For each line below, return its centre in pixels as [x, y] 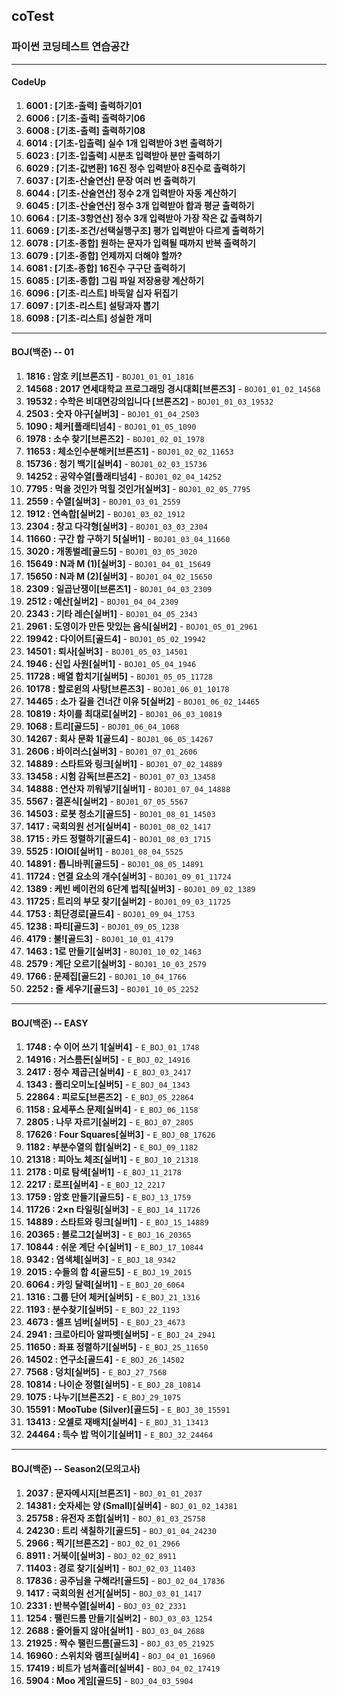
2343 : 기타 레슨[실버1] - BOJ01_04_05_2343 [111, 614]
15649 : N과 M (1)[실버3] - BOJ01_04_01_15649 [118, 564]
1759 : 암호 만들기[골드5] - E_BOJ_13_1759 [108, 1197]
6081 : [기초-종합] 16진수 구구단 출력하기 [105, 268]
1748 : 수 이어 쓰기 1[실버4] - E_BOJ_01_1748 [112, 1047]
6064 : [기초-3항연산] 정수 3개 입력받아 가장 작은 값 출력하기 [144, 218]
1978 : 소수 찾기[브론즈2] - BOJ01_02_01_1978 [115, 439]
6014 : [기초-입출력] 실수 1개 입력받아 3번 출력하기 [124, 143]
